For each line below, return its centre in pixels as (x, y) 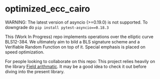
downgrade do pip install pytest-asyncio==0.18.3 (57, 27)
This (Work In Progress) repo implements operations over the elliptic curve (79, 37)
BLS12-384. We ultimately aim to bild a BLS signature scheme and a (73, 41)
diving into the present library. (35, 71)
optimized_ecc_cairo (48, 9)
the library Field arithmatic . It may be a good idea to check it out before (76, 66)
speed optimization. (25, 52)
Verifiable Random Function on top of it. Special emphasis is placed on (75, 47)
